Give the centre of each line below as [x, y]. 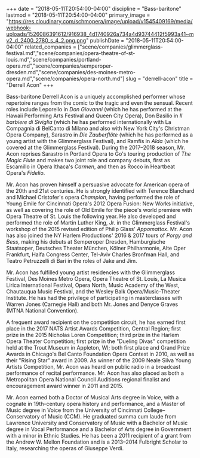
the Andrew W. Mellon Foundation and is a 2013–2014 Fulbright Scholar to [97, 442]
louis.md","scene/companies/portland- [54, 60]
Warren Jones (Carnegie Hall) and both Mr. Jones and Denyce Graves [92, 304]
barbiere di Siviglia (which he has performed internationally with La [89, 122]
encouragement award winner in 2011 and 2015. [65, 386]
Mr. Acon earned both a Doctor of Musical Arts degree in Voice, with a [93, 397]
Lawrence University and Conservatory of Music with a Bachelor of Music [97, 423]
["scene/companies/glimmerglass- [120, 47]
